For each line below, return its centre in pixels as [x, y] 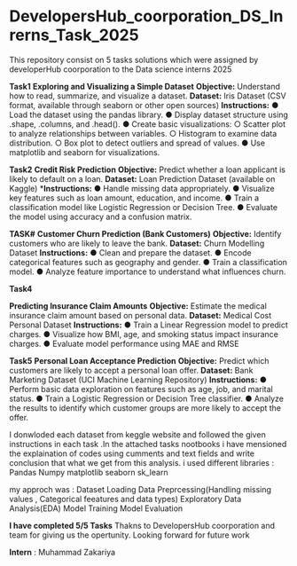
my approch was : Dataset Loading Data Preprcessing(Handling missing [141, 489]
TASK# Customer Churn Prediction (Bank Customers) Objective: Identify [145, 233]
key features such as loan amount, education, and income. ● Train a [134, 198]
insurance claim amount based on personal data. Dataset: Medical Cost [141, 315]
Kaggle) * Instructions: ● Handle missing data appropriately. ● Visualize [142, 188]
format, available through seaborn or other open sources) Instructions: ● [144, 105]
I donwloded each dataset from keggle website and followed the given [137, 434]
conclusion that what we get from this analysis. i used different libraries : [142, 462]
